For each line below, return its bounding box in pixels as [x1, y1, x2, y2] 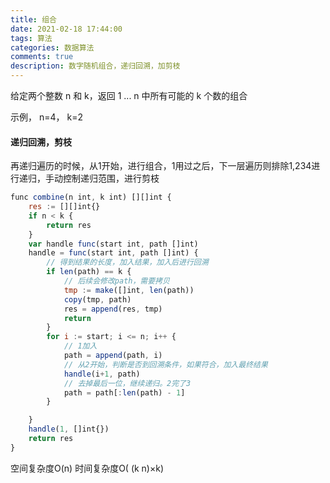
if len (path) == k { [46, 267, 132, 277]
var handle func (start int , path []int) [28, 239, 199, 249]
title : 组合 [10, 14, 57, 25]
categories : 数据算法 [10, 42, 95, 53]
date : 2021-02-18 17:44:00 [10, 24, 123, 34]
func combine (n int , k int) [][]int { [10, 192, 172, 203]
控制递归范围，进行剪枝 [62, 172, 160, 185]
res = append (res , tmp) [63, 304, 163, 314]
